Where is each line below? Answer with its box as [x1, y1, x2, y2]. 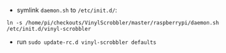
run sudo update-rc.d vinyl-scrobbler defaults [16, 38, 157, 46]
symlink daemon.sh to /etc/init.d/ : [16, 6, 118, 14]
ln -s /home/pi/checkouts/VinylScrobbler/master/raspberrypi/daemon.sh [6, 20, 219, 26]
